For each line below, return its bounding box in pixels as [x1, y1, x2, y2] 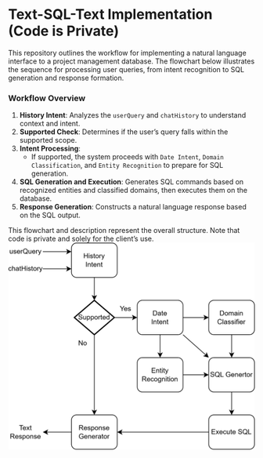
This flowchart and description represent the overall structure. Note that [8, 226, 240, 235]
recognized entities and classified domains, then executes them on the [19, 186, 248, 195]
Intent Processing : [19, 144, 81, 154]
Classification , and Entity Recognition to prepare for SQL [31, 161, 224, 170]
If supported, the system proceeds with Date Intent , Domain [31, 152, 225, 162]
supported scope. [19, 136, 77, 145]
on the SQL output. [19, 210, 81, 220]
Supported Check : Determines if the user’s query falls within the [19, 127, 229, 136]
